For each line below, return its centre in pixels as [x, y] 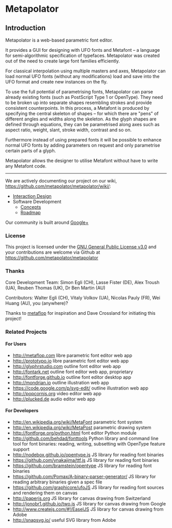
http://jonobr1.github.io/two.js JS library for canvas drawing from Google [89, 503]
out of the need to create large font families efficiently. [63, 61]
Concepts [31, 207]
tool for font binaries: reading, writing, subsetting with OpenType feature [89, 443]
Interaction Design [32, 196]
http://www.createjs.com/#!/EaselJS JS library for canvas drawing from [88, 509]
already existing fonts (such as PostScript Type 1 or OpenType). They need [84, 97]
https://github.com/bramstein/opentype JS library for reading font [82, 465]
